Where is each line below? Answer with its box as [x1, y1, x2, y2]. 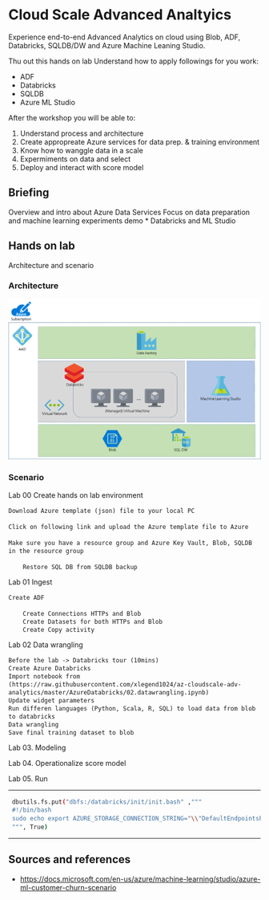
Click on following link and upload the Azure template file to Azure [8, 523, 249, 531]
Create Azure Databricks [8, 664, 91, 672]
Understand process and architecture [19, 128, 144, 138]
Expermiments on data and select [19, 154, 131, 164]
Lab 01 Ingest [8, 576, 53, 587]
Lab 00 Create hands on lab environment [8, 490, 144, 499]
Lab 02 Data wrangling [8, 640, 84, 650]
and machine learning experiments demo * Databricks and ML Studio [8, 215, 236, 226]
